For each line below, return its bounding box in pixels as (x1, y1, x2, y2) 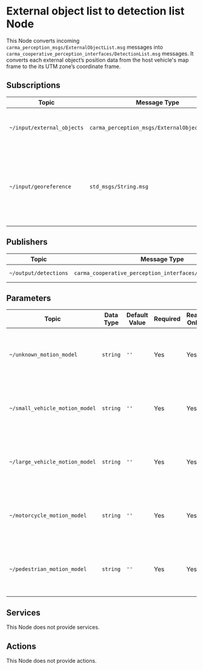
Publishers (6, 237, 48, 247)
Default (126, 311, 149, 320)
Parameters (6, 293, 51, 303)
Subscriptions (6, 80, 60, 91)
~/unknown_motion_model (9, 352, 78, 358)
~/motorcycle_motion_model (9, 512, 87, 519)
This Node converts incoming (6, 37, 80, 44)
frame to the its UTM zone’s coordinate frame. (6, 62, 121, 70)
